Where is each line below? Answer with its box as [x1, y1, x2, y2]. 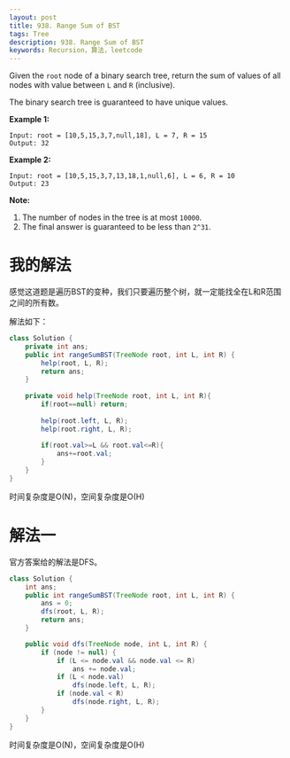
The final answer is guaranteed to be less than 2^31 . [21, 222, 211, 232]
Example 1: [9, 114, 50, 125]
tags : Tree [9, 29, 50, 38]
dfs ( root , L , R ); [41, 607, 104, 616]
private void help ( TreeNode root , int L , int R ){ [25, 392, 212, 401]
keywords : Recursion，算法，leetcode [9, 46, 143, 55]
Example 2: [9, 154, 51, 165]
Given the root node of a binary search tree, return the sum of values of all [9, 70, 281, 81]
